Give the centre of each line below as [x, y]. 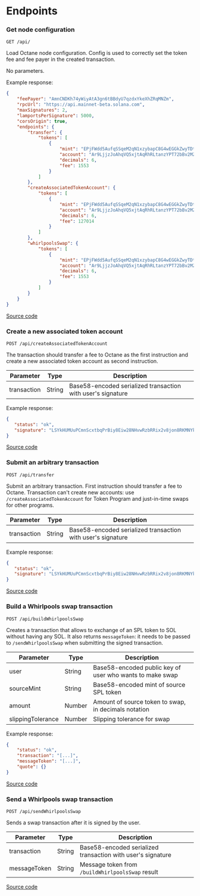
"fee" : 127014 [77, 221]
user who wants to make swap [136, 675]
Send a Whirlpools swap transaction [60, 799]
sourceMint [25, 688]
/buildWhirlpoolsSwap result [119, 872]
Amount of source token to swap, [140, 701]
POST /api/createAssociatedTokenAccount [57, 344]
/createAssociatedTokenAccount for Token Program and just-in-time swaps [97, 498]
